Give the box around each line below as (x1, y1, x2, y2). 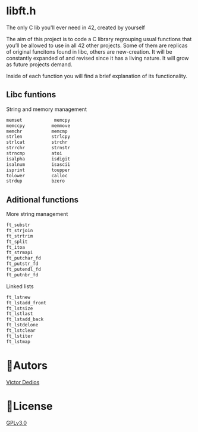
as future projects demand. (6, 61, 73, 68)
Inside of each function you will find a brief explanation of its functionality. (6, 72, 188, 79)
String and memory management (6, 106, 87, 113)
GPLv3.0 (6, 419, 27, 426)
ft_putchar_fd (6, 255, 42, 261)
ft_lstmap (6, 338, 31, 344)
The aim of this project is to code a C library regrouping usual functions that (6, 35, 192, 42)
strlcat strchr (6, 139, 68, 146)
